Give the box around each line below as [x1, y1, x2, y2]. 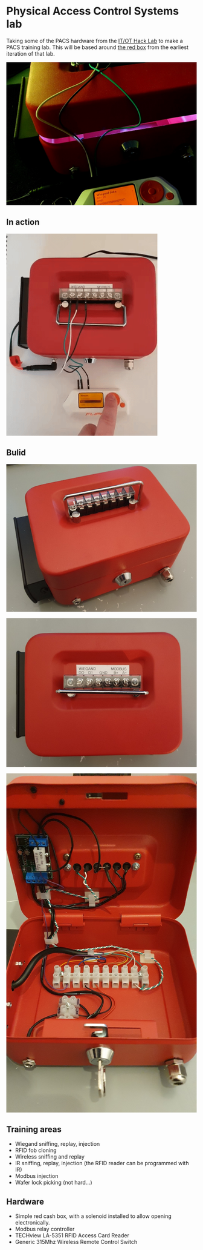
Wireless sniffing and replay [14, 1153, 85, 1160]
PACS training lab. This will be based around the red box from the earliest [6, 44, 189, 51]
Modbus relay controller [14, 1225, 75, 1233]
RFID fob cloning [14, 1146, 57, 1154]
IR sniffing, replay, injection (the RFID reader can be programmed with [14, 1160, 189, 1167]
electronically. [14, 1219, 50, 1226]
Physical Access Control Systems [6, 4, 179, 18]
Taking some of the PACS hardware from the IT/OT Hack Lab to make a [6, 37, 183, 44]
